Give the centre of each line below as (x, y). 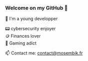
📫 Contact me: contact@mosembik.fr (44, 53)
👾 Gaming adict (21, 43)
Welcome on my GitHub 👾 (37, 8)
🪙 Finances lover (23, 36)
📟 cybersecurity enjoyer (31, 29)
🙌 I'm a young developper (32, 19)
